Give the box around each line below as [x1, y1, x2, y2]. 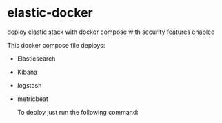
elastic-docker [7, 5, 93, 21]
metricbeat [17, 95, 48, 103]
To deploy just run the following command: [17, 108, 139, 116]
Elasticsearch [17, 54, 56, 63]
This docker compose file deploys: [7, 41, 105, 49]
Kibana [17, 68, 38, 76]
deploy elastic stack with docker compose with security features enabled [7, 28, 215, 36]
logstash [17, 81, 42, 89]
